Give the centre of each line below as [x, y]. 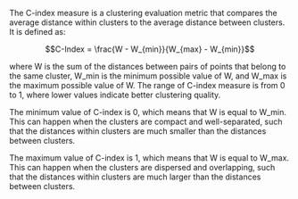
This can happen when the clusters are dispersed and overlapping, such [142, 167]
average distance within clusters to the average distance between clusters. [147, 22]
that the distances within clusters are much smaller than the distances [138, 131]
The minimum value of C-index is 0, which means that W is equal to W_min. [148, 112]
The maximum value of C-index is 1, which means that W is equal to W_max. [149, 158]
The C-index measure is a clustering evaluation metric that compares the [144, 13]
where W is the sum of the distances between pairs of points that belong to [148, 66]
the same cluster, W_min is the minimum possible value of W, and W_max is [148, 76]
